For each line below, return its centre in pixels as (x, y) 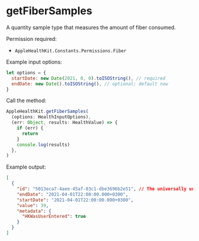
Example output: (26, 167)
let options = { (26, 72)
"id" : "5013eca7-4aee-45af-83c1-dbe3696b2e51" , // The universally (102, 189)
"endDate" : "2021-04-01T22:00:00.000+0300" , (73, 194)
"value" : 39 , (33, 205)
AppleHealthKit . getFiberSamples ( (47, 112)
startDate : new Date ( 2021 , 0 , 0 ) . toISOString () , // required (89, 78)
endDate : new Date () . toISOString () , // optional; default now (90, 84)
